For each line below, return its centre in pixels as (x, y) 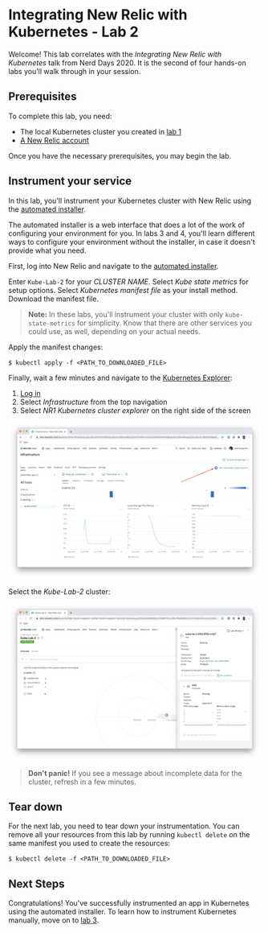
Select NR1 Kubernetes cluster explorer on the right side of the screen (135, 410)
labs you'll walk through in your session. (75, 71)
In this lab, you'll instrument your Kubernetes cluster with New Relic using (130, 200)
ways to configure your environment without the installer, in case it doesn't (132, 242)
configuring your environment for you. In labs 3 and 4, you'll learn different (132, 233)
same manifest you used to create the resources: (89, 844)
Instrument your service (70, 182)
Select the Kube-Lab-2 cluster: (59, 592)
